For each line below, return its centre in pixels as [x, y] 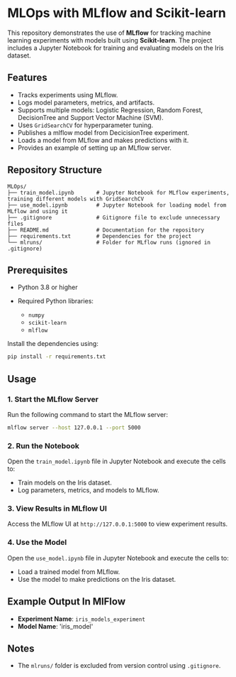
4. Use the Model [37, 543]
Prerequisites [38, 270]
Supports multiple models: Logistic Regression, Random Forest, [110, 110]
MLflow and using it [38, 211]
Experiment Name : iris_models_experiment [81, 619]
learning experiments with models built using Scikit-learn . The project [110, 40]
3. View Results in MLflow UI [57, 509]
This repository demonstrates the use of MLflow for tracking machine [109, 33]
